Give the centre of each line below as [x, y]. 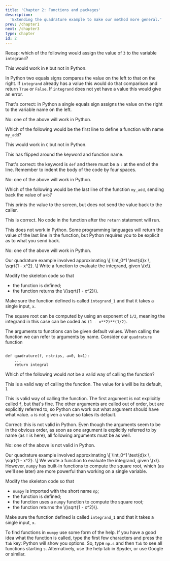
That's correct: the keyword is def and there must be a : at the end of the [82, 164]
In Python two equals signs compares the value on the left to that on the [80, 78]
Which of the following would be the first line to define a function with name [84, 129]
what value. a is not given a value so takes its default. [61, 414]
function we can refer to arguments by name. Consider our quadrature [79, 336]
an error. [14, 94]
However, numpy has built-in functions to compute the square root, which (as [84, 466]
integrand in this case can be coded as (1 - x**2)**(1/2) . [66, 321]
